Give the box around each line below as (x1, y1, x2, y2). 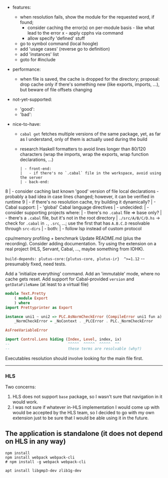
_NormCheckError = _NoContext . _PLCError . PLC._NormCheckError (14, 318, 153, 324)
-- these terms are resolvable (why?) (5, 346, 142, 351)
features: (12, 5, 31, 10)
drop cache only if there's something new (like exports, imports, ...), (19, 81, 160, 87)
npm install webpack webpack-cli (5, 455, 75, 460)
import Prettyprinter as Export (5, 305, 72, 310)
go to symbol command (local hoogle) (19, 41, 98, 47)
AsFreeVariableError (5, 328, 48, 333)
